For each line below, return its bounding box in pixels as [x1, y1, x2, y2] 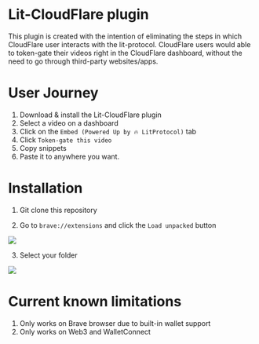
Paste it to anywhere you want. [19, 152, 120, 161]
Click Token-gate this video [19, 135, 112, 145]
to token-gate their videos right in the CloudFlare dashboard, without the [8, 48, 243, 57]
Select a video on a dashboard [19, 118, 119, 127]
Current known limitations [8, 293, 182, 310]
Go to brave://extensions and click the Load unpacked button [19, 220, 217, 229]
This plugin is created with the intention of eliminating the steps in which [8, 31, 243, 41]
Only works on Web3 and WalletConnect [19, 327, 151, 336]
